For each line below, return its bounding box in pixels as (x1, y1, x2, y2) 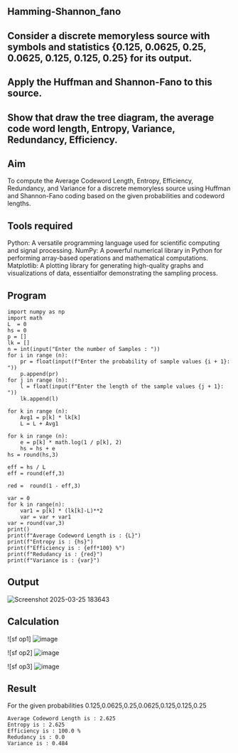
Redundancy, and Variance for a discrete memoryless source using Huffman (7, 184, 231, 193)
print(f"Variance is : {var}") (7, 557, 100, 564)
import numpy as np (7, 308, 65, 315)
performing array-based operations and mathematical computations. (7, 254, 208, 262)
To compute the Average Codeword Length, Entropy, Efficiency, (7, 177, 194, 185)
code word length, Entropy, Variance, (7, 122, 175, 134)
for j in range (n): (7, 376, 69, 384)
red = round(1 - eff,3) (7, 482, 81, 489)
